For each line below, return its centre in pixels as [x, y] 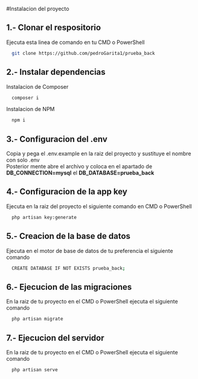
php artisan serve [35, 370]
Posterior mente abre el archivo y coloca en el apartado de [79, 167]
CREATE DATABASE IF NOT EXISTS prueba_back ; [69, 268]
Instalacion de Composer [37, 86]
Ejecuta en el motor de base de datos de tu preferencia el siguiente [90, 250]
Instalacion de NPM [30, 109]
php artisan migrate [37, 319]
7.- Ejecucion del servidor [55, 338]
